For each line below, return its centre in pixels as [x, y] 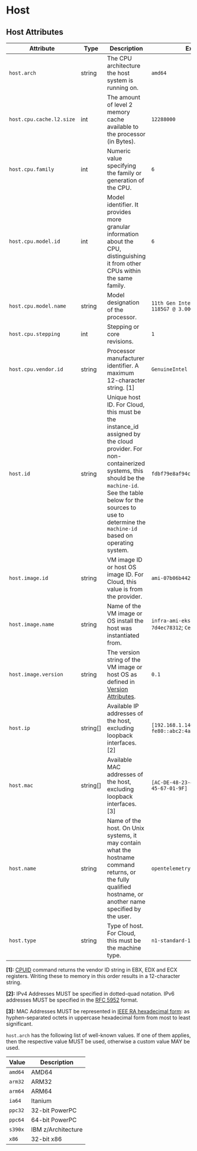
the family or [124, 173]
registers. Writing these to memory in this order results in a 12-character [93, 976]
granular [119, 227]
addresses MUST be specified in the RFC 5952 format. [72, 1000]
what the [119, 850]
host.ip [20, 728]
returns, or [121, 872]
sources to [122, 508]
